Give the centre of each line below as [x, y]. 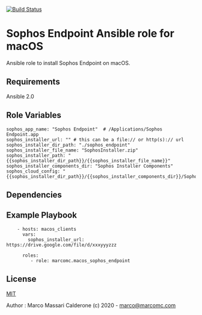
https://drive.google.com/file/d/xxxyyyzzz [62, 245]
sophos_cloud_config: [33, 171]
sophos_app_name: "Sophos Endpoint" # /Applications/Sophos [84, 129]
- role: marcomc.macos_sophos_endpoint [80, 261]
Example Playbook [41, 216]
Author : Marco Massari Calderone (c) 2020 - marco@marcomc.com [91, 305]
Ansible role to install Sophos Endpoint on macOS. [68, 63]
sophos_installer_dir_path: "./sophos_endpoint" [68, 145]
